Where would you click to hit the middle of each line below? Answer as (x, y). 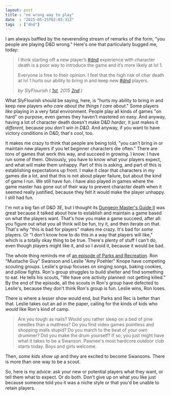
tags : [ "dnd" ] (22, 24)
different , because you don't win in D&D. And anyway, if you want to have (82, 128)
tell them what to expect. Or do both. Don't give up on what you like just (81, 377)
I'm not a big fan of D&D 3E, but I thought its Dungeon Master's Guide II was (85, 208)
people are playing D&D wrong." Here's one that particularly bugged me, (81, 45)
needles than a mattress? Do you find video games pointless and (86, 325)
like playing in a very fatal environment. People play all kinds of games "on (83, 111)
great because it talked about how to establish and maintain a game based (83, 213)
